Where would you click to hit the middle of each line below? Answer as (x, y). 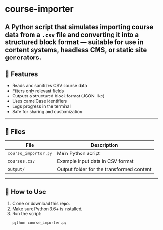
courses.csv (21, 161)
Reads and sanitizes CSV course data (49, 86)
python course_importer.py (39, 223)
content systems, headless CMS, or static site (76, 50)
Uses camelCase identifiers (40, 101)
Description (104, 145)
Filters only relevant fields (38, 91)
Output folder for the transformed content (104, 169)
